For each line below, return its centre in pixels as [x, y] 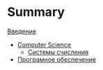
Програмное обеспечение [56, 59]
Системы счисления [58, 52]
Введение [22, 31]
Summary [36, 12]
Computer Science [44, 44]
